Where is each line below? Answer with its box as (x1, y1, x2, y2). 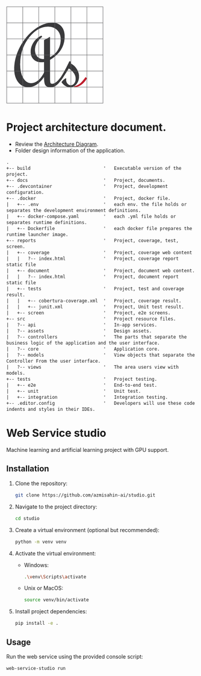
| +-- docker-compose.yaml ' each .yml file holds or (6, 214, 176, 220)
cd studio (14, 515, 40, 521)
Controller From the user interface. (6, 358, 101, 365)
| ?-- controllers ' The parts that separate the (6, 334, 187, 340)
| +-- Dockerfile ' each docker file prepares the (6, 226, 193, 232)
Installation (6, 464, 49, 474)
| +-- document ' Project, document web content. (6, 268, 196, 274)
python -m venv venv (14, 539, 67, 545)
